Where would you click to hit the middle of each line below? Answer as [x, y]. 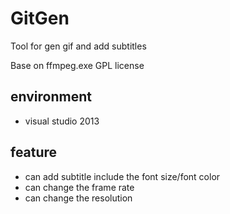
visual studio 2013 [62, 121]
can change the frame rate [79, 187]
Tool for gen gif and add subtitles [78, 46]
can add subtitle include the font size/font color [122, 176]
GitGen [40, 18]
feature [34, 152]
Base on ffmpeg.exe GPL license [77, 65]
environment [51, 97]
